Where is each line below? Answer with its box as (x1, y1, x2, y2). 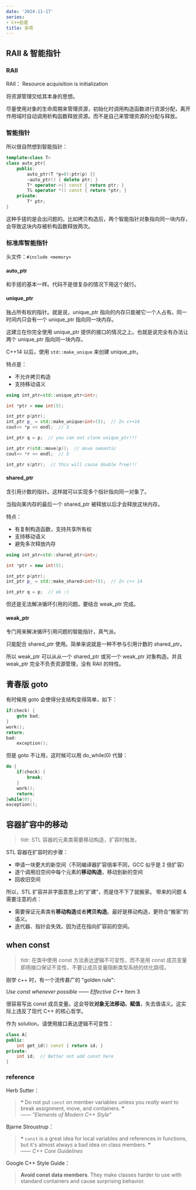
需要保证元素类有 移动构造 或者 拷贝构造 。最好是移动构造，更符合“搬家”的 (14, 908, 189, 915)
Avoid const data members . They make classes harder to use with (20, 1171, 182, 1178)
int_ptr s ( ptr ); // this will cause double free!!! (6, 462, 137, 468)
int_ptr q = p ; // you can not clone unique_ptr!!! (6, 435, 137, 441)
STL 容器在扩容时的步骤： (6, 849, 68, 856)
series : (6, 14, 25, 20)
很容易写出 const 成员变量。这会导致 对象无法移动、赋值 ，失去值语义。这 (6, 1000, 181, 1007)
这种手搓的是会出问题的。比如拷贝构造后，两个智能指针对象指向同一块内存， (6, 215, 191, 222)
